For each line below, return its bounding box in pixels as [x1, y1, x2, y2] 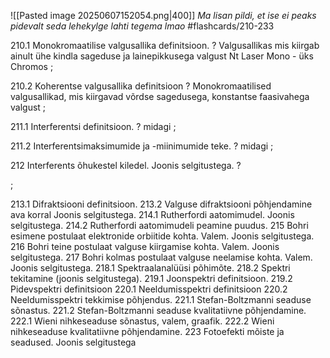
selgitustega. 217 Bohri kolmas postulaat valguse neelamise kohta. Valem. [10, 251, 313, 263]
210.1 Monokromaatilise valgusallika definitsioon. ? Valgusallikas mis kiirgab [10, 40, 320, 51]
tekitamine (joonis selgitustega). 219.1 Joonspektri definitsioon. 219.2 [10, 273, 293, 284]
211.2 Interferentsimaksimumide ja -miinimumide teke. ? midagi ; [10, 140, 274, 152]
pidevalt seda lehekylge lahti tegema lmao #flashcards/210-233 [10, 20, 275, 32]
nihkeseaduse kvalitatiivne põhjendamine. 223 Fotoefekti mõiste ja [10, 326, 285, 337]
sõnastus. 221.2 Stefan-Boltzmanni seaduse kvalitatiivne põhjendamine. [10, 305, 307, 316]
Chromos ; [10, 61, 54, 72]
